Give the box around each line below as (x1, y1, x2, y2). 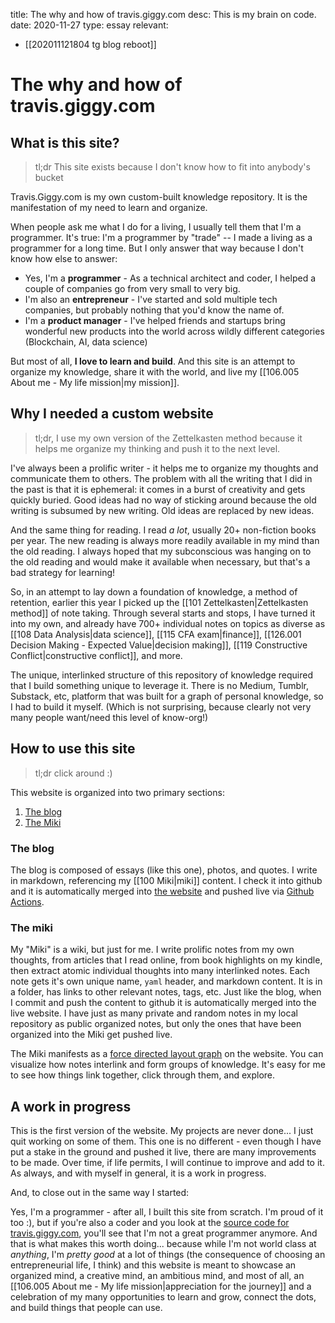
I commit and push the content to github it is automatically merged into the (10, 997, 317, 1009)
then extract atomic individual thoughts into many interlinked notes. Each (10, 965, 311, 977)
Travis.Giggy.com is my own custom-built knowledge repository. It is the (10, 191, 308, 203)
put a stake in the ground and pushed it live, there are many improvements (10, 1146, 317, 1158)
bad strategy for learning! (10, 566, 116, 578)
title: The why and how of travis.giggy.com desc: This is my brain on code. (10, 9, 317, 20)
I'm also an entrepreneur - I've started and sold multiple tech (24, 294, 278, 305)
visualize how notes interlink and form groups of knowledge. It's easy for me (10, 1059, 326, 1071)
